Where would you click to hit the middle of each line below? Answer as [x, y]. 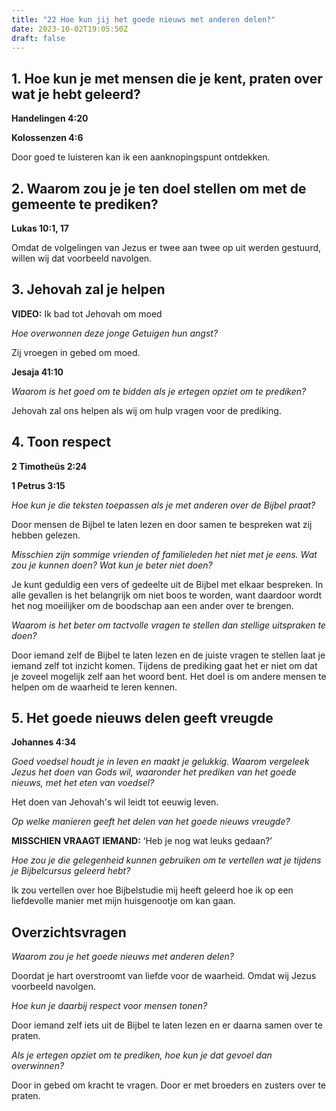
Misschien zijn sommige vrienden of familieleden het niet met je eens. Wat [164, 554]
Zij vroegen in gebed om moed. [76, 352]
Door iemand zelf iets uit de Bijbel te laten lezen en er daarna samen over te [167, 1025]
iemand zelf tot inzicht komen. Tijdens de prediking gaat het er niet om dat [164, 665]
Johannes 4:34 [44, 742]
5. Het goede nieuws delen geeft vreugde [142, 718]
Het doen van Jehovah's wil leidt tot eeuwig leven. [115, 802]
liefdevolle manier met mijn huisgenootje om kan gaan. [123, 901]
